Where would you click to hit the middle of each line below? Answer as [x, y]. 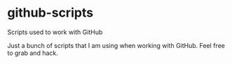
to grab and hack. [33, 53]
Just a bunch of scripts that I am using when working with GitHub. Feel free [116, 45]
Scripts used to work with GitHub [55, 32]
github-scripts [50, 13]
